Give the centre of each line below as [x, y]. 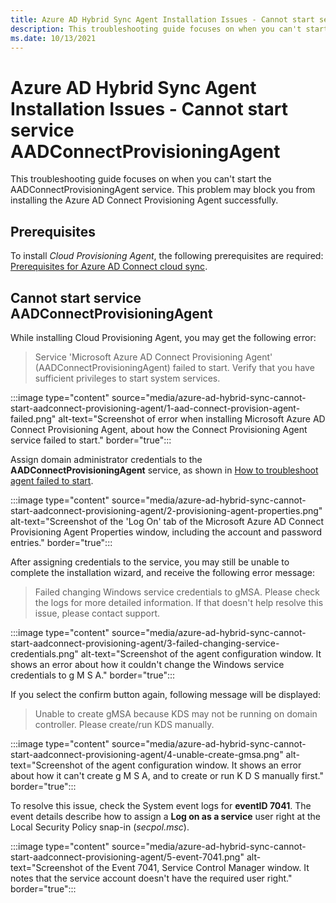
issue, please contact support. [97, 613]
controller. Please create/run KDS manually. [124, 724]
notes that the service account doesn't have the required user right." [151, 878]
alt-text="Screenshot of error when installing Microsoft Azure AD [192, 418]
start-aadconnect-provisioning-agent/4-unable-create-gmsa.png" [147, 754]
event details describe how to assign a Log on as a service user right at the [166, 816]
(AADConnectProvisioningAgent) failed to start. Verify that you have [174, 367]
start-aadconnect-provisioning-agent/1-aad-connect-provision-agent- [155, 408]
